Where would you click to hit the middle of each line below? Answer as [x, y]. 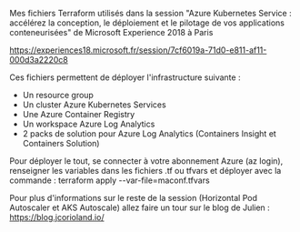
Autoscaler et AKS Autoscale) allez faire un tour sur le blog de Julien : [140, 207]
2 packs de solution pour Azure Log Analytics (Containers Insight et [150, 134]
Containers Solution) [61, 143]
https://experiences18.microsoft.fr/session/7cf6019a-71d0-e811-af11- [138, 50]
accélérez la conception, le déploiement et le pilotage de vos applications [147, 23]
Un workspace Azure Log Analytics [89, 124]
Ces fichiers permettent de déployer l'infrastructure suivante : [125, 77]
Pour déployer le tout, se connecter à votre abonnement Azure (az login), [146, 161]
